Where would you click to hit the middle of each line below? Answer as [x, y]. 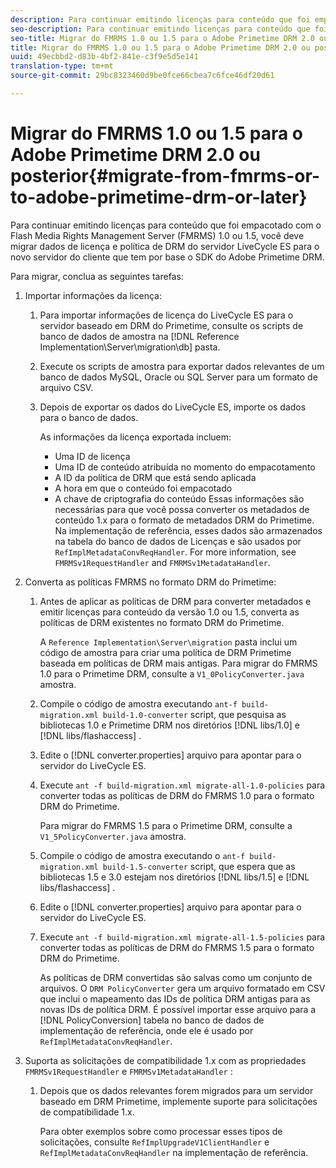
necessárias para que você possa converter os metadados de [182, 509]
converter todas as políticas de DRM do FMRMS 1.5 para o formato [177, 947]
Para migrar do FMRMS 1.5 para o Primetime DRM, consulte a [166, 825]
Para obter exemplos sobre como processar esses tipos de [161, 1131]
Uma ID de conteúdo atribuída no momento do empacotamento [185, 467]
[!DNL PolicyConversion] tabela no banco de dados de [152, 1020]
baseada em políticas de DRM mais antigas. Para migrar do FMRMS [178, 663]
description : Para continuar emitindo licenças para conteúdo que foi [160, 19]
